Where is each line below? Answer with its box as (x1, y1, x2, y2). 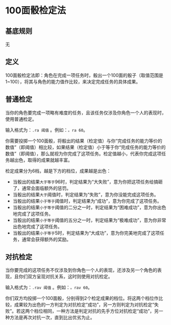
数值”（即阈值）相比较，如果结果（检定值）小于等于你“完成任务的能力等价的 (5, 144, 166, 150)
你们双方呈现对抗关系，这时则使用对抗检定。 (18, 273, 113, 279)
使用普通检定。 (5, 116, 37, 122)
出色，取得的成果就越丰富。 (14, 157, 72, 163)
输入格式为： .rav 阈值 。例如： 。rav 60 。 (5, 285, 93, 291)
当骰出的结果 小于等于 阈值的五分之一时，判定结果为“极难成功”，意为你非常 (12, 217, 166, 223)
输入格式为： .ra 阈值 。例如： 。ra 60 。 (5, 126, 88, 133)
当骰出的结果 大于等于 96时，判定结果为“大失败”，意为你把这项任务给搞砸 (12, 179, 163, 185)
